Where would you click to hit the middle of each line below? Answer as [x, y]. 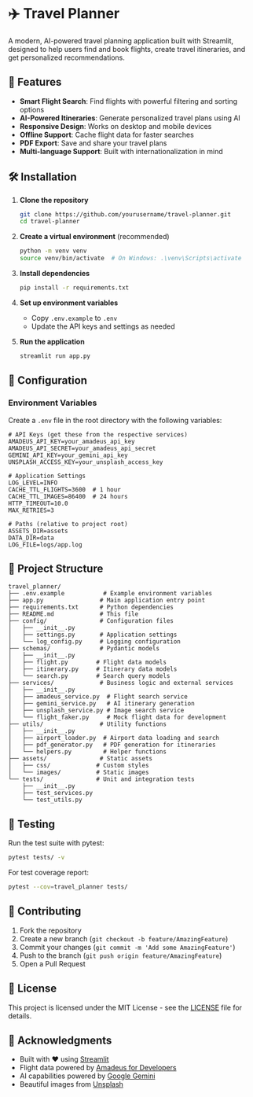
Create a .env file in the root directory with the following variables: [115, 420]
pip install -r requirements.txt [74, 288]
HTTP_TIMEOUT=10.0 [38, 503]
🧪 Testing [32, 824]
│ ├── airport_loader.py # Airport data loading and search [114, 738]
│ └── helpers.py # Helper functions [88, 752]
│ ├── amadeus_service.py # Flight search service [98, 697]
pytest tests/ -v [37, 858]
